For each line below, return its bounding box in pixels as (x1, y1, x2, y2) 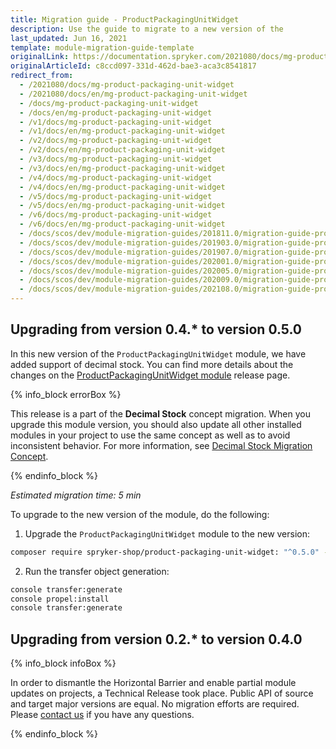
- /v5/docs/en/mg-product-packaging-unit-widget (19, 201, 226, 211)
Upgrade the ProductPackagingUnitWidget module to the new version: (24, 527, 311, 540)
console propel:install (10, 594, 110, 604)
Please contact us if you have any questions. (10, 709, 195, 721)
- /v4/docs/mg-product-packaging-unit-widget (19, 172, 213, 183)
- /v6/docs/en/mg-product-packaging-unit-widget (19, 219, 226, 230)
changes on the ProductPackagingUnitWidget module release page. (10, 369, 291, 381)
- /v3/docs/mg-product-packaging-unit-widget (19, 154, 213, 164)
